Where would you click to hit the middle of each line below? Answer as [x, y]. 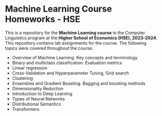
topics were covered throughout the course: [49, 48]
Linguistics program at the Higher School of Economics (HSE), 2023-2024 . [81, 38]
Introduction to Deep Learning [42, 94]
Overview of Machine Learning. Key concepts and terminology [75, 57]
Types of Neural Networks [38, 99]
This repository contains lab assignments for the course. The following [76, 43]
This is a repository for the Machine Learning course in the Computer [75, 33]
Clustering [22, 78]
